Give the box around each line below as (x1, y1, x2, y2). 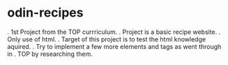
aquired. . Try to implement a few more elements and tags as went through (7, 42, 222, 50)
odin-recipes (7, 5, 84, 21)
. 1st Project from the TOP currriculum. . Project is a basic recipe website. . (7, 28, 221, 36)
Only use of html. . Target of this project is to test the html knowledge (7, 35, 206, 43)
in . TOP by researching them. (7, 50, 93, 58)
